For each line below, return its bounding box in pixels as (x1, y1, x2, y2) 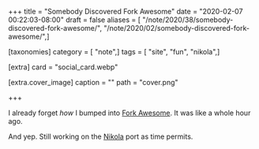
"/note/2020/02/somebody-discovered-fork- (103, 24, 250, 32)
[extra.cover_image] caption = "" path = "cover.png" (8, 78, 179, 87)
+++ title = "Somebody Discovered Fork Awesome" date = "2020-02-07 (8, 7, 243, 16)
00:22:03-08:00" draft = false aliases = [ (8, 15, 141, 24)
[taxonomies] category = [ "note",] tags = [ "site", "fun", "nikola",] (8, 47, 220, 56)
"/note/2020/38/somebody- (141, 15, 234, 24)
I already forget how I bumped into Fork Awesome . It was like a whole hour (8, 108, 251, 117)
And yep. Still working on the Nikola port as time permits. (8, 132, 193, 141)
